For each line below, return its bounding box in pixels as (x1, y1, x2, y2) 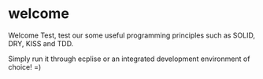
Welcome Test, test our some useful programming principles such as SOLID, (8, 31, 256, 40)
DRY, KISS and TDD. (8, 38, 74, 48)
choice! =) (8, 62, 42, 71)
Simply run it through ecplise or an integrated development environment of (8, 54, 250, 63)
